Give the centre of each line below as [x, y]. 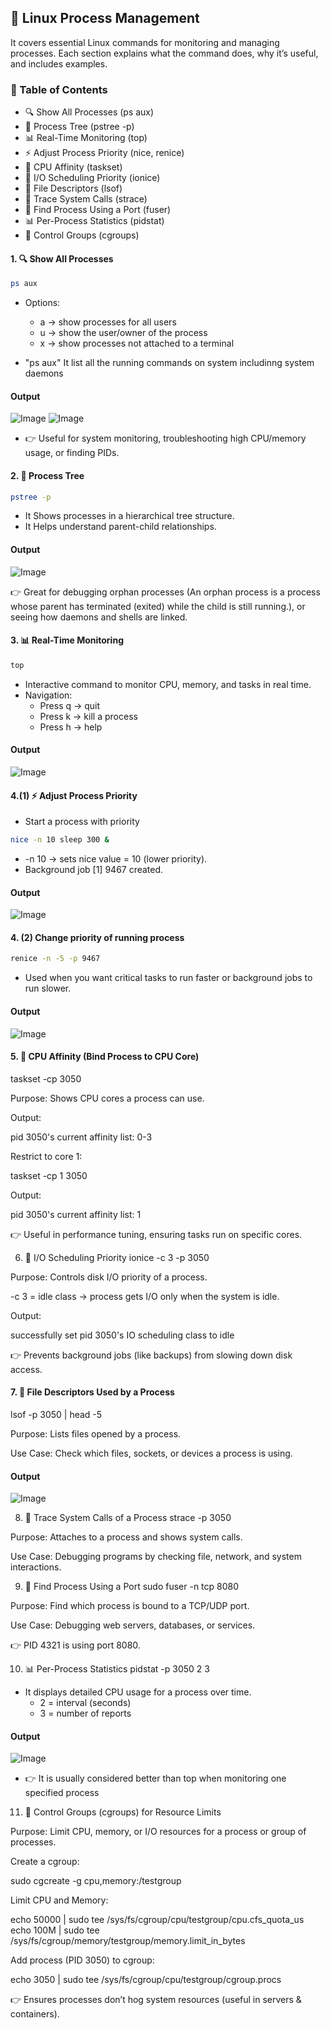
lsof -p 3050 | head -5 [56, 1414]
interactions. [36, 1567]
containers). [35, 2014]
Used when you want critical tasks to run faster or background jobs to [168, 978]
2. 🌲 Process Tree [47, 475]
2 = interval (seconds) [85, 1703]
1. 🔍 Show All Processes [62, 258]
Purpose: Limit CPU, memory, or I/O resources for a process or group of [158, 1832]
